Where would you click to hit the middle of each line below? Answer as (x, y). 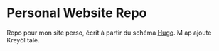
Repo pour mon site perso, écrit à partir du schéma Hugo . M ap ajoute (109, 33)
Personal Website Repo (77, 13)
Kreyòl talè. (23, 40)
